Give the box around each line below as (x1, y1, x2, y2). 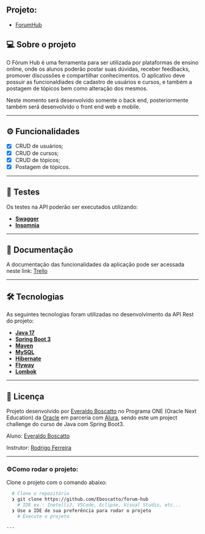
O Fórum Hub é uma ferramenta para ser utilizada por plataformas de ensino (6, 59, 199, 66)
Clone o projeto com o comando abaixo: (6, 479, 107, 486)
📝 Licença (6, 391, 45, 402)
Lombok (15, 368, 37, 376)
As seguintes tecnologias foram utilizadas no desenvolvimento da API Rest (6, 311, 194, 318)
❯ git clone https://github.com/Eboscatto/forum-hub (12, 496, 149, 502)
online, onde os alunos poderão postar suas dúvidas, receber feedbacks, (6, 65, 190, 73)
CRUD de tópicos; (15, 156, 60, 163)
